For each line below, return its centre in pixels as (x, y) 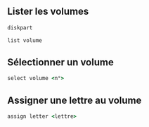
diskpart (20, 27)
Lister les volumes (48, 12)
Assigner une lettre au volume (74, 100)
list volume (25, 40)
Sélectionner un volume (60, 62)
